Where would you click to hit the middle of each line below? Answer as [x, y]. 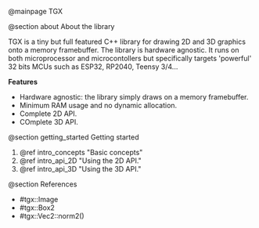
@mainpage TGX [36, 11]
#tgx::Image [39, 199]
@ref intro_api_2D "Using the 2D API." [81, 161]
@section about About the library [61, 26]
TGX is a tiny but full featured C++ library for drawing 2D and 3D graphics [127, 42]
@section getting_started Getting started [74, 137]
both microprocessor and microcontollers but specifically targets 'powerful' [130, 58]
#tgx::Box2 [37, 208]
